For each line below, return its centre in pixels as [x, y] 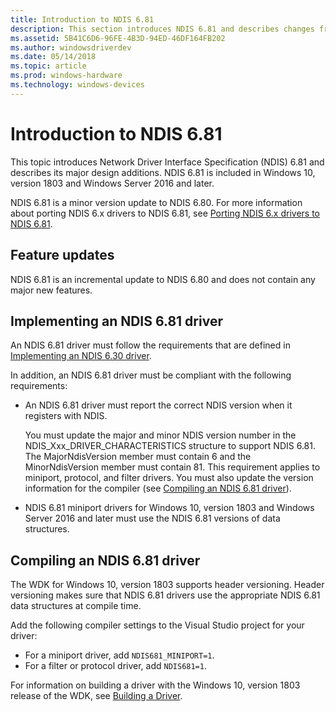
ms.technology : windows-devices [77, 85]
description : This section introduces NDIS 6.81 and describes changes [162, 29]
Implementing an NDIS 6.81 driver [116, 321]
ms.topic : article [48, 66]
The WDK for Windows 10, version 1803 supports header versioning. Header [167, 585]
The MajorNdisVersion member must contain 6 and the [138, 457]
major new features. [51, 290]
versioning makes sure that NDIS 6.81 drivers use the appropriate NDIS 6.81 [165, 595]
